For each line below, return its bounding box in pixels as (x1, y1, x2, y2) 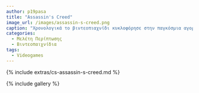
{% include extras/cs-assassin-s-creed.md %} (6, 68, 120, 75)
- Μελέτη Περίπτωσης (11, 36, 62, 42)
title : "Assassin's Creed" (6, 14, 73, 20)
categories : (6, 31, 36, 36)
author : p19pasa (6, 8, 46, 15)
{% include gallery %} (6, 80, 60, 87)
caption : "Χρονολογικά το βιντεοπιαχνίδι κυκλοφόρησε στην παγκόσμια (6, 25, 182, 31)
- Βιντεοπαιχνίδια (11, 42, 57, 48)
